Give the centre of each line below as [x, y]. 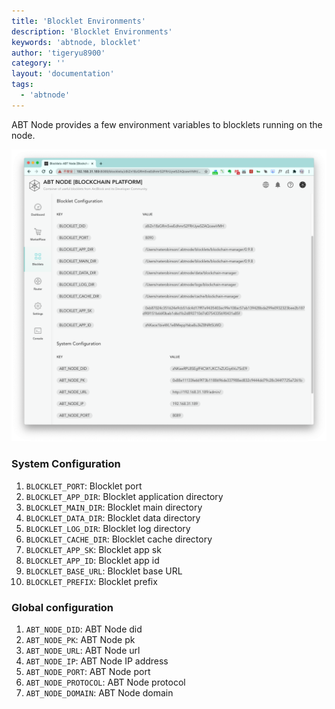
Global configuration [62, 607]
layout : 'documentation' [63, 74]
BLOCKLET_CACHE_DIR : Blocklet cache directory [119, 539]
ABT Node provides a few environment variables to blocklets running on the [167, 124]
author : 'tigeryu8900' [58, 53]
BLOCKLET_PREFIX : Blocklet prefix [91, 581]
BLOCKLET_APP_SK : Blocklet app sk [93, 549]
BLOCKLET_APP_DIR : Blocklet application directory [124, 496]
